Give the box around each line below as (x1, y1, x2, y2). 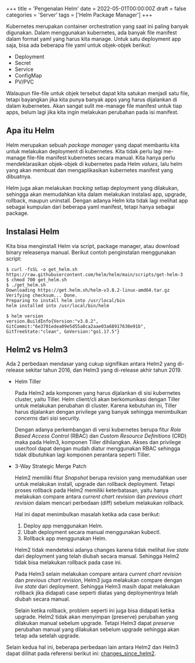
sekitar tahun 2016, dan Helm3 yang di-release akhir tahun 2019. (25, 366, 182, 374)
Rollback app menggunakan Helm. (23, 535, 107, 542)
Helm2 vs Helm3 (6, 345, 68, 355)
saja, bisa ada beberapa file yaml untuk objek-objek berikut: (6, 41, 151, 49)
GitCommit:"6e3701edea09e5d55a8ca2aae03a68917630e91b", (6, 323, 146, 329)
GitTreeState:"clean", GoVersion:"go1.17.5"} (6, 329, 120, 334)
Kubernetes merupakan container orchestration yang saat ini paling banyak (6, 23, 189, 30)
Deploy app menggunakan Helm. (23, 522, 103, 529)
